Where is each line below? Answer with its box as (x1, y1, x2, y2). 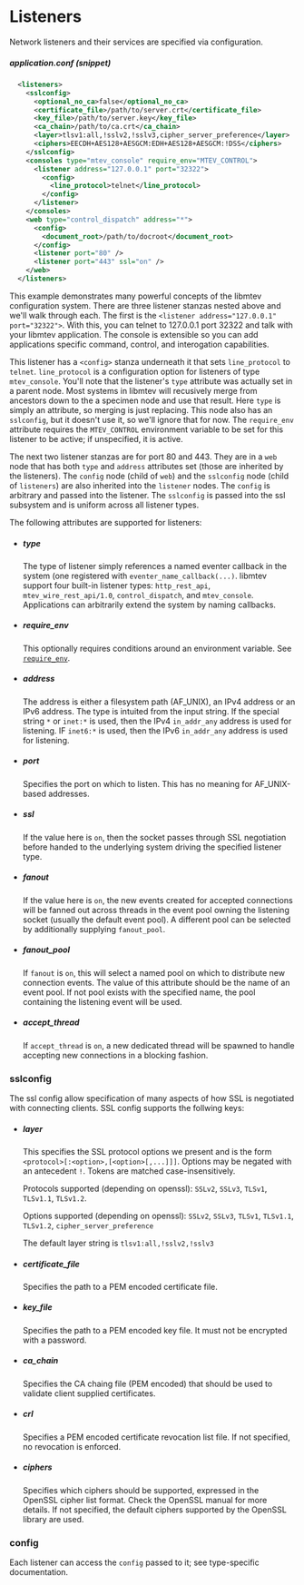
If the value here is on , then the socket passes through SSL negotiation (22, 832, 287, 842)
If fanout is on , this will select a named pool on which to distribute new (22, 967, 286, 978)
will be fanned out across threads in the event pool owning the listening (22, 904, 290, 915)
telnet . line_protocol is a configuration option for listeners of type (9, 366, 260, 377)
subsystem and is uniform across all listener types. (9, 499, 200, 510)
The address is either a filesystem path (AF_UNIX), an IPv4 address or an (22, 696, 296, 707)
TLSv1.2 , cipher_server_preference (22, 1219, 154, 1231)
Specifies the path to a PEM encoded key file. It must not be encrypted (22, 1324, 288, 1335)
